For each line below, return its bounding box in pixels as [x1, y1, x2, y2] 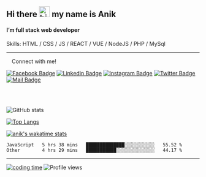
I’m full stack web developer [6, 26, 80, 34]
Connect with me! [12, 58, 56, 65]
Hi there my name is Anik [6, 9, 116, 20]
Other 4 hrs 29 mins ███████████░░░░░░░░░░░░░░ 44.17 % [6, 147, 183, 153]
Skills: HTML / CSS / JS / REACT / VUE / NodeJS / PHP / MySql [6, 40, 166, 47]
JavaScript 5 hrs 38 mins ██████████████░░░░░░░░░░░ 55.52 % [6, 141, 183, 148]
